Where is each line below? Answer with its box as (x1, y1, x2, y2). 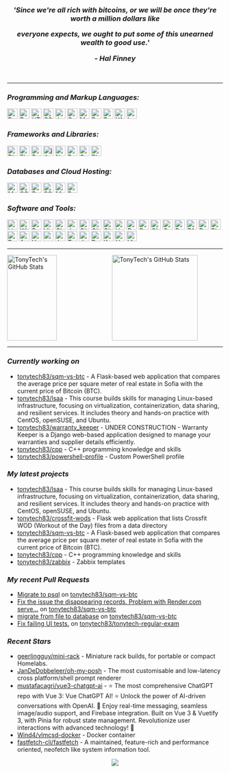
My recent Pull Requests (7, 574, 90, 584)
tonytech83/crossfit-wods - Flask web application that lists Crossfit (16, 514, 207, 522)
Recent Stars (7, 637, 51, 646)
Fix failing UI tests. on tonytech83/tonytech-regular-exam (16, 619, 179, 628)
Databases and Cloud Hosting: (7, 167, 112, 176)
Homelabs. (16, 659, 48, 667)
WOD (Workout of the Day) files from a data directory (16, 521, 168, 529)
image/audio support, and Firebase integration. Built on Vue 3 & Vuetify (16, 709, 219, 717)
